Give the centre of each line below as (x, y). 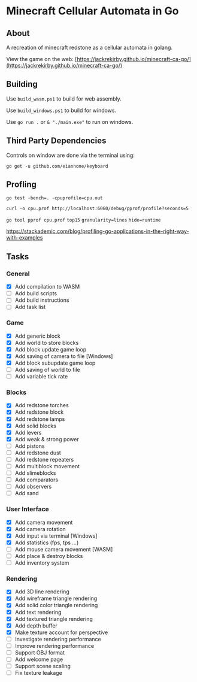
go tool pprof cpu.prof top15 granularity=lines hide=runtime (84, 220)
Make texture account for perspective (61, 632)
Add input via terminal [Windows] (56, 536)
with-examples (25, 238)
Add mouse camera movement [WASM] (64, 549)
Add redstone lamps (40, 419)
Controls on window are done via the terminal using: (70, 155)
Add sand (27, 493)
